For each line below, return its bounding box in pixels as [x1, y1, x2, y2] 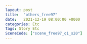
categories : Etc [5, 21, 39, 27]
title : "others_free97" [5, 12, 58, 17]
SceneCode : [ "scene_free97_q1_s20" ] [5, 31, 82, 36]
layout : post [5, 7, 33, 13]
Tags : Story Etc [5, 26, 39, 31]
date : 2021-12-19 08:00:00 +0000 [5, 17, 80, 22]
